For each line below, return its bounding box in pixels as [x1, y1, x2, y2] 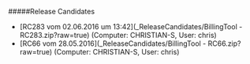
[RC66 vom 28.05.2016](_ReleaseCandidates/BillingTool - [19, 39, 207, 48]
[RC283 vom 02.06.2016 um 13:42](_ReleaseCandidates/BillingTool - [19, 22, 243, 31]
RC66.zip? [207, 39, 241, 48]
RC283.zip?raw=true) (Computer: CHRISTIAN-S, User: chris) [19, 31, 217, 40]
